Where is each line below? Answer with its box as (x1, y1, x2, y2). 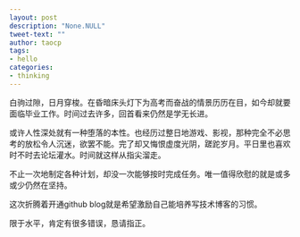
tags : (9, 47, 29, 55)
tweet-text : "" (9, 30, 66, 38)
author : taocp (9, 38, 62, 47)
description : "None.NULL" (9, 21, 105, 30)
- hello (9, 55, 38, 63)
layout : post (9, 13, 58, 22)
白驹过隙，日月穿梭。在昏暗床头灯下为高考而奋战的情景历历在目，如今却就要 (9, 97, 291, 107)
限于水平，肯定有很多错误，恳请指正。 (9, 217, 150, 228)
